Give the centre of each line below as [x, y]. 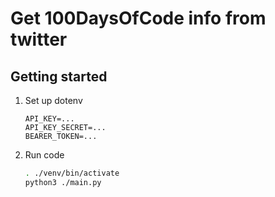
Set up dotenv [53, 100]
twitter [39, 39]
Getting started [59, 76]
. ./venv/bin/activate [72, 173]
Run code [44, 155]
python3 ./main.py [63, 182]
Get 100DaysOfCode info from [138, 18]
